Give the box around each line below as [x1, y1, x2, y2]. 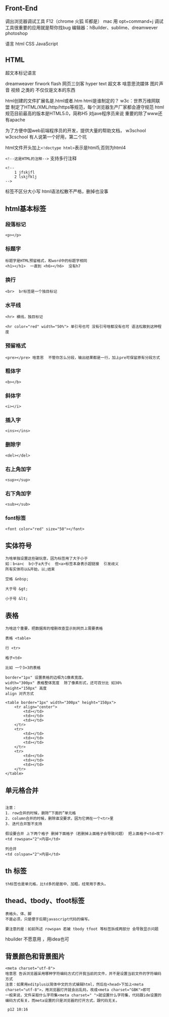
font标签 [5, 514, 26, 521]
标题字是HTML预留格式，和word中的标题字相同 [5, 258, 87, 263]
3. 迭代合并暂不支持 [5, 821, 42, 826]
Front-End [5, 4, 38, 13]
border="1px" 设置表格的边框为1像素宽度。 [5, 675, 86, 681]
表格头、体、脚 [5, 911, 32, 916]
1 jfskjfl [14, 170, 35, 175]
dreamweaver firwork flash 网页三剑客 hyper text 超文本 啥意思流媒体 [5, 81, 149, 87]
